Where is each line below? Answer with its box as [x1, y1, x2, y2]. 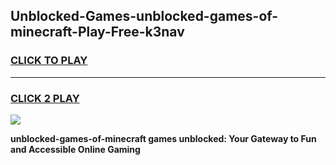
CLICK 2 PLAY [10, 91, 80, 105]
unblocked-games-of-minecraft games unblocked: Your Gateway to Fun [10, 132, 317, 144]
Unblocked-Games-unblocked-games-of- [10, 8, 279, 25]
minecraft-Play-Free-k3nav [10, 24, 185, 41]
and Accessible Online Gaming [10, 143, 141, 155]
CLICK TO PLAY [10, 54, 88, 68]
